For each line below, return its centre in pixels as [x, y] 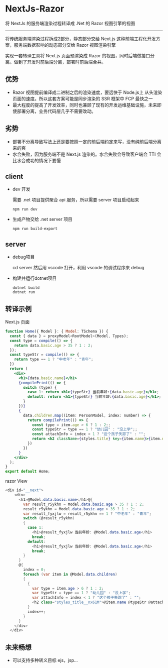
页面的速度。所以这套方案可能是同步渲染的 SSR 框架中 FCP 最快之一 [82, 98]
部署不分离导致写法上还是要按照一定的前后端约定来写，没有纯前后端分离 [87, 142]
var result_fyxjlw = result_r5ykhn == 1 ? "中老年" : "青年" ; [87, 514]
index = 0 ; [34, 570]
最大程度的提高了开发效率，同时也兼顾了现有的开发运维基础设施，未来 [85, 105]
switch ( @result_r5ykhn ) [49, 518]
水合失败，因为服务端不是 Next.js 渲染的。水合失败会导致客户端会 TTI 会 [87, 154]
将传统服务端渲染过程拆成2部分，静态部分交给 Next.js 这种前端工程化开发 [81, 39]
